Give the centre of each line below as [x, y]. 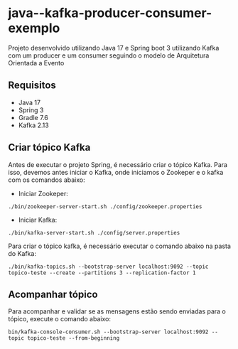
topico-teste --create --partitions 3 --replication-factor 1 [102, 273]
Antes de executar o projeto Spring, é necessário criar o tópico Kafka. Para [118, 164]
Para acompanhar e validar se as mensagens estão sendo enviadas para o [117, 311]
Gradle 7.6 [33, 117]
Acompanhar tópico [53, 294]
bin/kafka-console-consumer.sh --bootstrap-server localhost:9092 [108, 332]
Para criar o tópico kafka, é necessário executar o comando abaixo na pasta [120, 246]
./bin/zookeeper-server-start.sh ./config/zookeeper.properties [105, 206]
